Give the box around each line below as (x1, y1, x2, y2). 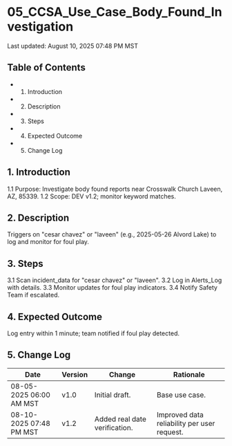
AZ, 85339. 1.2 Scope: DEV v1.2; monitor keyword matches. (7, 192, 176, 201)
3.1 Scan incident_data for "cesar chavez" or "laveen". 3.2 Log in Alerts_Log (7, 276, 222, 284)
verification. (94, 422, 133, 432)
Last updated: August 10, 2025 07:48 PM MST (7, 41, 138, 50)
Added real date (94, 414, 146, 424)
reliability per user (156, 418, 215, 428)
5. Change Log (7, 349, 71, 361)
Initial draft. (94, 390, 131, 400)
